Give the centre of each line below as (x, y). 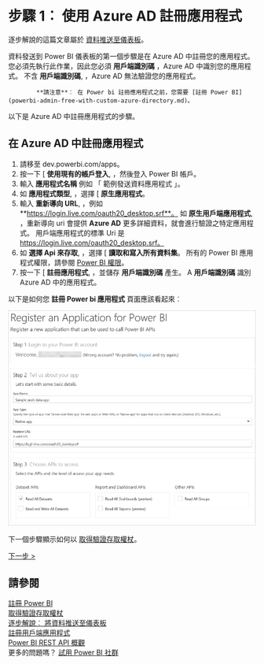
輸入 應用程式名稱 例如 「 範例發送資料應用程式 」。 (102, 184)
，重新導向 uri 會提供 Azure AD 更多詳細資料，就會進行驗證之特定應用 (133, 223)
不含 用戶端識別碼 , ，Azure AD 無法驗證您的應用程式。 (112, 76)
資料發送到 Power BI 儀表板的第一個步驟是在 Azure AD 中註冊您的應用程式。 (131, 56)
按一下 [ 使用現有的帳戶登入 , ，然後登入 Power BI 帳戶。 (110, 173)
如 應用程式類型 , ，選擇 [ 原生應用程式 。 (84, 193)
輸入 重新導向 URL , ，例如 (61, 203)
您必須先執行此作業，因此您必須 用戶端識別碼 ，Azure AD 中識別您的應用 (126, 66)
